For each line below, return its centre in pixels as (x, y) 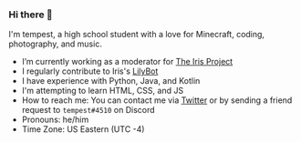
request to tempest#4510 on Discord (88, 110)
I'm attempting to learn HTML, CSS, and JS (103, 91)
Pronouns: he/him (55, 120)
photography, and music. (55, 44)
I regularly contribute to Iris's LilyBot (90, 71)
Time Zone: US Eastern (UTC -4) (83, 129)
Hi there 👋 (31, 15)
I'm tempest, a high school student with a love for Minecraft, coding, (137, 35)
